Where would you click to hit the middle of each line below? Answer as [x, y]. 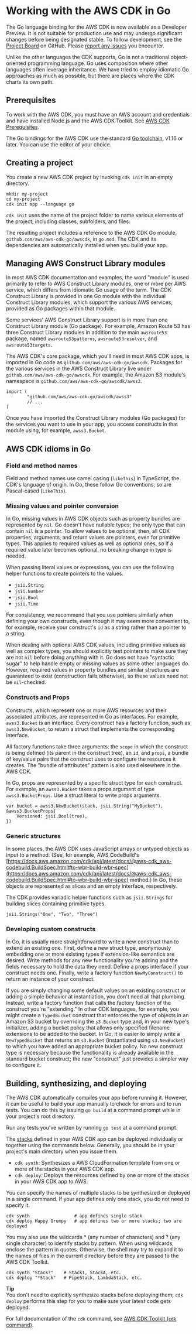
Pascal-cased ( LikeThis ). [37, 491]
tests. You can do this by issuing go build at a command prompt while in [93, 1110]
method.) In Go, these [156, 880]
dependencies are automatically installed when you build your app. [87, 245]
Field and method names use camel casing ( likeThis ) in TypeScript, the [93, 478]
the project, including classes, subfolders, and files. [68, 221]
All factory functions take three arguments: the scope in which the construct [97, 746]
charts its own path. [30, 82]
